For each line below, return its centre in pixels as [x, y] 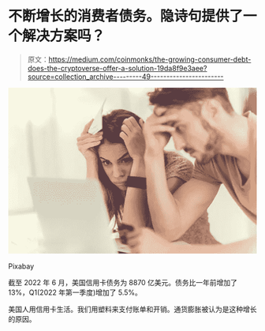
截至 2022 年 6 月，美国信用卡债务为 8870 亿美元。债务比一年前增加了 [123, 282]
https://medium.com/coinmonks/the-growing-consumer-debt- [150, 59]
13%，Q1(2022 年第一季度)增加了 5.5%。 [75, 292]
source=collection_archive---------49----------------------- [125, 77]
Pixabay [21, 266]
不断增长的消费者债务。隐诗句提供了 [126, 16]
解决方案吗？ [64, 36]
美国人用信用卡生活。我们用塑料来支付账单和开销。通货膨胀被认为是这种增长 [132, 309]
